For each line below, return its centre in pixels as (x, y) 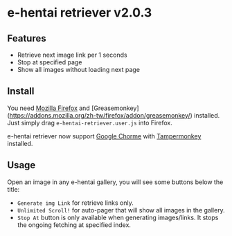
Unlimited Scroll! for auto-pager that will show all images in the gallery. (121, 210)
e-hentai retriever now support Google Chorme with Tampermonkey (104, 136)
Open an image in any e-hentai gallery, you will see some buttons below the (115, 182)
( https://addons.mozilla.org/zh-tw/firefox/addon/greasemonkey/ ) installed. (114, 115)
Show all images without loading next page (79, 70)
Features (27, 38)
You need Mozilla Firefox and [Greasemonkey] (73, 108)
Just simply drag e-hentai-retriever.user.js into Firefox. (90, 122)
